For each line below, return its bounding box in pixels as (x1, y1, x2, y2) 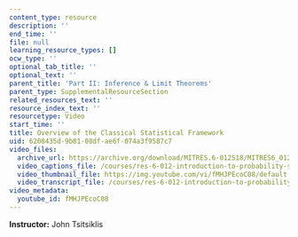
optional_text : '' (9, 71, 77, 80)
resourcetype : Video (9, 112, 86, 121)
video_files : (9, 145, 58, 154)
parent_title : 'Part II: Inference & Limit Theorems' (9, 79, 213, 88)
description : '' (9, 21, 69, 30)
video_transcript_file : (17, 178, 105, 187)
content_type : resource (9, 12, 98, 22)
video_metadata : (9, 186, 69, 195)
